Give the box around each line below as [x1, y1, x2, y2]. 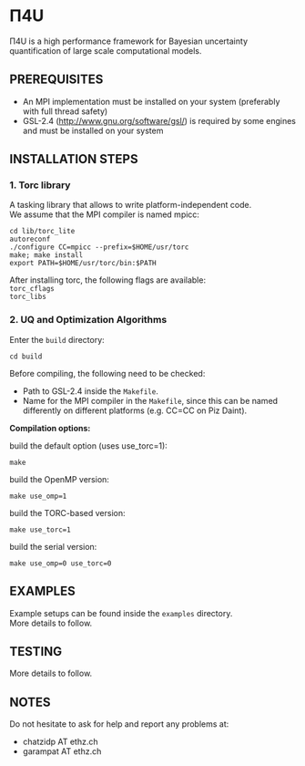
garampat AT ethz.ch [22, 746, 102, 757]
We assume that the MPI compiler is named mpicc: [9, 209, 200, 220]
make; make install [9, 251, 84, 260]
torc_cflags [9, 285, 55, 294]
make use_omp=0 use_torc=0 [9, 558, 112, 568]
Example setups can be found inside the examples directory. [9, 607, 233, 618]
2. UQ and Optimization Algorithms [9, 314, 168, 326]
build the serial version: [9, 541, 97, 552]
